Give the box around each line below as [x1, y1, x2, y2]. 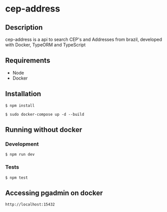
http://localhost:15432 [5, 202, 55, 207]
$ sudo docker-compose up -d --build [5, 112, 85, 117]
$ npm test [5, 175, 28, 180]
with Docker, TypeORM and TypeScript [5, 42, 86, 48]
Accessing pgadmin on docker [5, 189, 103, 197]
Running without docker [5, 125, 82, 134]
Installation [5, 90, 41, 98]
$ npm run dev [5, 152, 35, 157]
